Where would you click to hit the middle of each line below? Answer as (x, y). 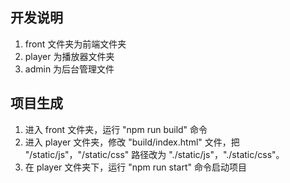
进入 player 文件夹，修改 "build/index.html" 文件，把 (132, 142)
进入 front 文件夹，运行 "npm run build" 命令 (116, 129)
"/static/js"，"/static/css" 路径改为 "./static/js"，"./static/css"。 (154, 154)
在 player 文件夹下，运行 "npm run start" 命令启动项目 (136, 167)
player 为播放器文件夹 (69, 56)
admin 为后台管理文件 (69, 69)
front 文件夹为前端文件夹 (75, 44)
